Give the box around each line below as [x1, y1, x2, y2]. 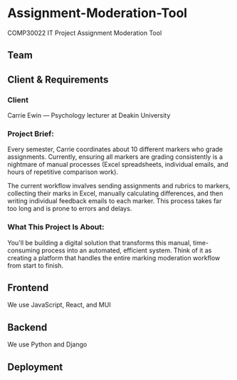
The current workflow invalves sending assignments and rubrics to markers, [7, 182, 231, 190]
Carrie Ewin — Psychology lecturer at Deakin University [7, 111, 171, 120]
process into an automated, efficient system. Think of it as [41, 246, 212, 255]
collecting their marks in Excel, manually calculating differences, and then [7, 189, 223, 197]
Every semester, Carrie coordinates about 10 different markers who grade [7, 145, 223, 154]
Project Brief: [7, 128, 55, 138]
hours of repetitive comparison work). [7, 168, 119, 176]
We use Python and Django [7, 340, 88, 349]
